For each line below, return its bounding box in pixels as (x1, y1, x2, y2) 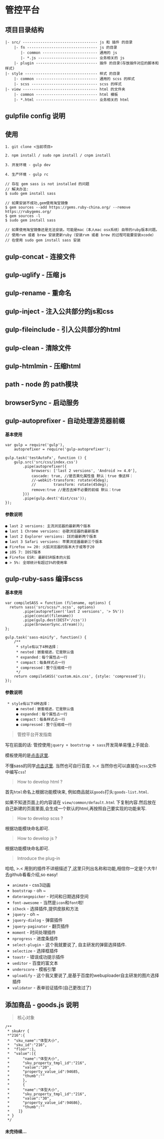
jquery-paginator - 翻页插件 (12, 923, 70, 929)
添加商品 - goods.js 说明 (5, 1000, 79, 1009)
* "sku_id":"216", (7, 1043, 48, 1048)
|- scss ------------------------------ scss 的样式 (14, 82, 122, 87)
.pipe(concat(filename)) (23, 613, 74, 619)
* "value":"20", (7, 1065, 52, 1070)
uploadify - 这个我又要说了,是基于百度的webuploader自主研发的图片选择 (12, 972, 160, 979)
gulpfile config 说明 (5, 112, 65, 120)
